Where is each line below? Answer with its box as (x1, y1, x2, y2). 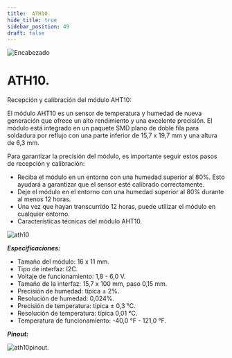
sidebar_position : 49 (7, 23, 70, 30)
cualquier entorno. (17, 210, 71, 219)
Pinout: (7, 330, 29, 339)
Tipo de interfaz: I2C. (17, 265, 78, 273)
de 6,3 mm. (7, 139, 39, 147)
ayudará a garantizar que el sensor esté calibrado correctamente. (17, 180, 205, 189)
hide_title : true (7, 17, 57, 24)
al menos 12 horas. (17, 195, 71, 203)
